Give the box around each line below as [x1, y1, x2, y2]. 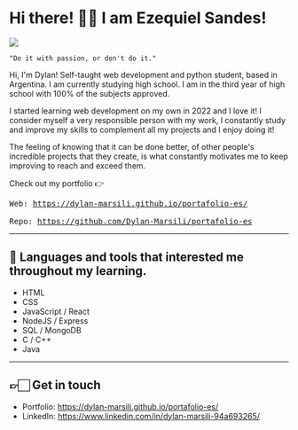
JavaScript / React [21, 306, 90, 317]
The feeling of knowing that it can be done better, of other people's [9, 141, 255, 152]
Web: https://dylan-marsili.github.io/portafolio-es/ [9, 199, 248, 208]
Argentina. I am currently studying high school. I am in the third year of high [9, 79, 286, 90]
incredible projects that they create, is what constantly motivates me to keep [9, 151, 288, 161]
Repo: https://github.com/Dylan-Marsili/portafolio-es [9, 216, 253, 226]
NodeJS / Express [21, 315, 89, 326]
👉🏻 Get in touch [9, 378, 101, 393]
